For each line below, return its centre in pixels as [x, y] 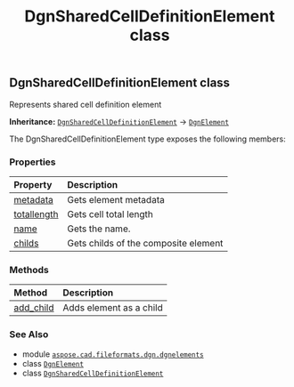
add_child [34, 308]
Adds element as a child [113, 308]
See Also [29, 335]
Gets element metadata [116, 199]
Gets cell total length [110, 214]
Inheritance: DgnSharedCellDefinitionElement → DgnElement [119, 121]
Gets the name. [99, 229]
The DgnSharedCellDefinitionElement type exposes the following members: [148, 139]
